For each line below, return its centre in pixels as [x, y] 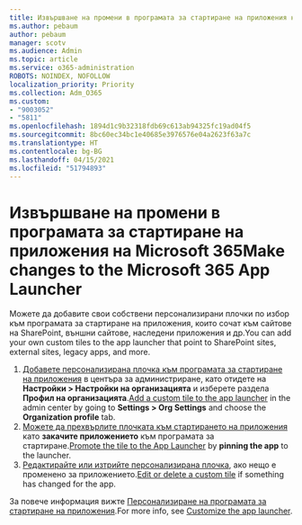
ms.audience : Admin [46, 51]
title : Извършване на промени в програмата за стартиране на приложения [148, 18]
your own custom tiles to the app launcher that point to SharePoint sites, [143, 343]
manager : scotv [38, 43]
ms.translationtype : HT [54, 143]
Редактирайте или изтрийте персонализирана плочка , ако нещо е [149, 465]
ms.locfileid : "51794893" [58, 168]
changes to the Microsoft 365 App [140, 270]
